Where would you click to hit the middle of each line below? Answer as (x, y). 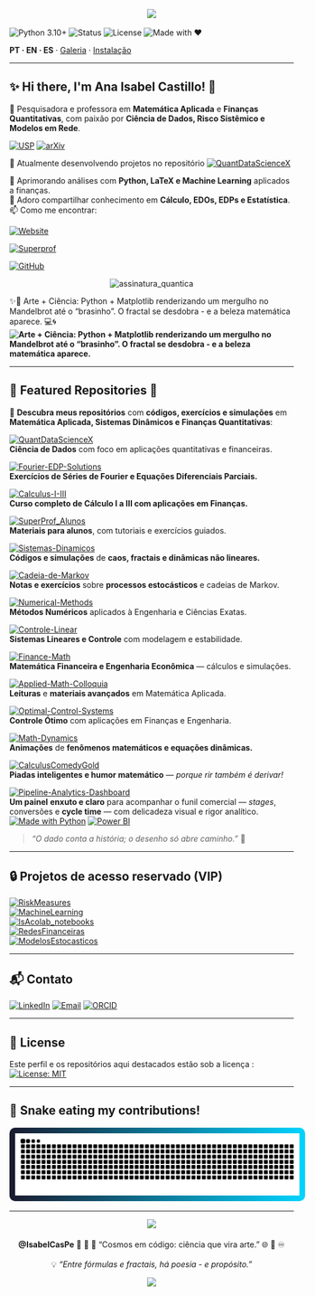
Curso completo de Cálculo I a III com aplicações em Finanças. (129, 503)
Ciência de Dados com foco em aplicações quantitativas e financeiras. (141, 449)
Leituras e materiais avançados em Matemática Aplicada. (118, 693)
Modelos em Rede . (45, 128)
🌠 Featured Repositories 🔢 (83, 390)
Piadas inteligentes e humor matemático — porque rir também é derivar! (147, 774)
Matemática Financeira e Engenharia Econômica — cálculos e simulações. (150, 666)
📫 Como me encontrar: (53, 210)
